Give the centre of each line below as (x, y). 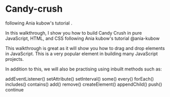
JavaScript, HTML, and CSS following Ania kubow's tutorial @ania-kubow (82, 38)
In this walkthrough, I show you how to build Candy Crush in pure (74, 33)
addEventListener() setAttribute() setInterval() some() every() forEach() (80, 79)
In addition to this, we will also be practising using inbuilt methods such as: (83, 69)
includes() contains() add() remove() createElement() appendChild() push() (84, 84)
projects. (15, 59)
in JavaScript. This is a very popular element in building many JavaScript (81, 54)
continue (15, 89)
